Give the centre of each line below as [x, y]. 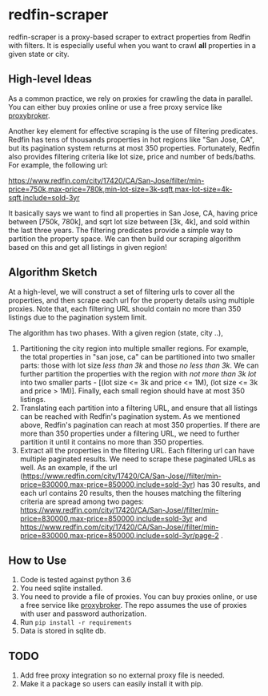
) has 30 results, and [226, 484]
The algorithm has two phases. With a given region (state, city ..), [116, 332]
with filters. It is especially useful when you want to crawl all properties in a [132, 45]
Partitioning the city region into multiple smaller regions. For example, [134, 348]
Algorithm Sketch [53, 273]
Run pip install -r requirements [76, 622]
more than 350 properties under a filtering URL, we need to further [130, 433]
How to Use [38, 560]
